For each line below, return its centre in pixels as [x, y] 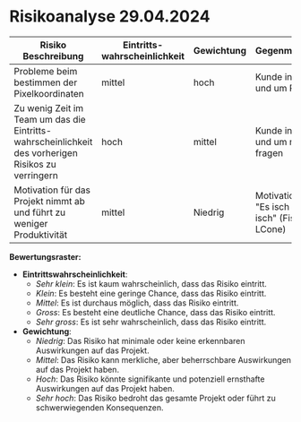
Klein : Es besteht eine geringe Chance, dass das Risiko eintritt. [151, 293]
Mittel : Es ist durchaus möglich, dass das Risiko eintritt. [137, 303]
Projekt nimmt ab [49, 201]
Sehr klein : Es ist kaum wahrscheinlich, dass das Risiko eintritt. [151, 283]
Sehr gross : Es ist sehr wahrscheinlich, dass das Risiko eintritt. [151, 322]
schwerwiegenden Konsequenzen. [99, 407]
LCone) [271, 228]
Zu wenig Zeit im [49, 108]
